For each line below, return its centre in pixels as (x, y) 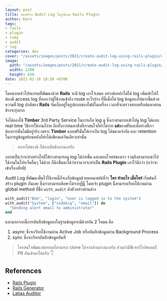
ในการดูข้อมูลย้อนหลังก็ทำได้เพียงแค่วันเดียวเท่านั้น (46, 137)
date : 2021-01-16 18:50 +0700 (37, 79)
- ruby (12, 38)
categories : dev (22, 51)
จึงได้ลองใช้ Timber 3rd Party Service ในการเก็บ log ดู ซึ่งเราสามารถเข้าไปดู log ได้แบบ (82, 120)
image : (12, 61)
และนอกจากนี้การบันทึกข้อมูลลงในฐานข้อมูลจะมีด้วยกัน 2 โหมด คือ (59, 222)
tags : (11, 24)
